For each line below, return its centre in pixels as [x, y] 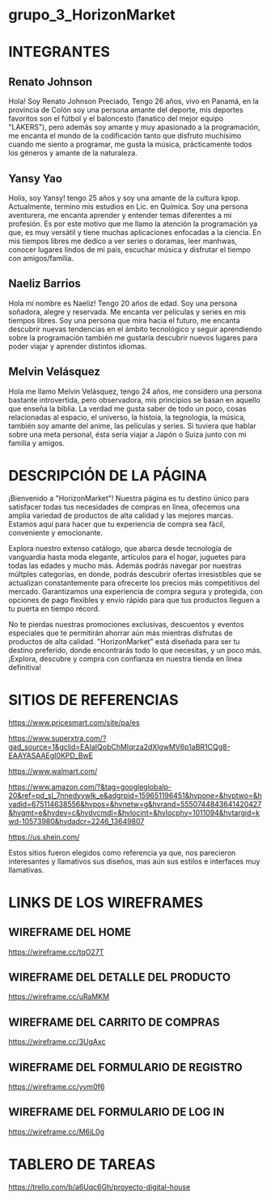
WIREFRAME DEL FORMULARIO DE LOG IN [116, 1112]
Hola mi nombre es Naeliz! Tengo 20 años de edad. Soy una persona [123, 303]
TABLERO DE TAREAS [82, 1164]
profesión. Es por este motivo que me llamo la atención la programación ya [133, 224]
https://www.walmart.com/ [53, 771]
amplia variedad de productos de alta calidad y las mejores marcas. [121, 515]
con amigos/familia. [41, 258]
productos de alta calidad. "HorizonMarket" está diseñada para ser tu [124, 641]
